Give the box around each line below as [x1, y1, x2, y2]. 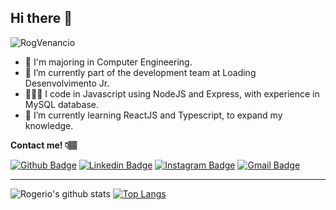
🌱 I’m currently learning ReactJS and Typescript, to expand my [24, 109, 283, 121]
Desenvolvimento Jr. [24, 77, 110, 89]
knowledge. [24, 119, 74, 131]
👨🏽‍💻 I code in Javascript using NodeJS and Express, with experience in [24, 87, 320, 100]
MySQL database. [24, 98, 100, 110]
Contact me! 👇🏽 [10, 139, 78, 151]
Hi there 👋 [10, 10, 73, 27]
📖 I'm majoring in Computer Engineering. [24, 56, 193, 68]
